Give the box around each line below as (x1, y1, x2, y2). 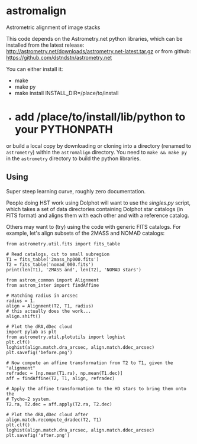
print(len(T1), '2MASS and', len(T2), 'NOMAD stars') (6, 267, 142, 273)
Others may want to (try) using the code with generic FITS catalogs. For (6, 223, 182, 230)
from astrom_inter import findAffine (6, 282, 99, 288)
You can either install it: (6, 65, 63, 72)
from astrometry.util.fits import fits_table (6, 241, 120, 247)
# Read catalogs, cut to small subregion (6, 251, 110, 257)
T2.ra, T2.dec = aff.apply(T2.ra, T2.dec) (6, 401, 112, 407)
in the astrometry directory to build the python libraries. (6, 155, 141, 162)
